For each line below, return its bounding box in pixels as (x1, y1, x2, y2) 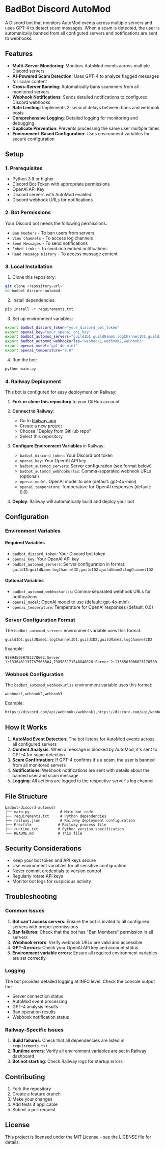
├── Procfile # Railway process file (5, 823, 107, 827)
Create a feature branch (12, 1090, 61, 1097)
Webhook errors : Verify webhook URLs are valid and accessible (12, 939, 142, 945)
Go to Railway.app (19, 418, 56, 424)
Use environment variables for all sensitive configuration (12, 862, 127, 868)
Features (5, 50, 33, 58)
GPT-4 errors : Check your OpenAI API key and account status (12, 944, 138, 950)
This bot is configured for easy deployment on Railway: (5, 389, 117, 395)
